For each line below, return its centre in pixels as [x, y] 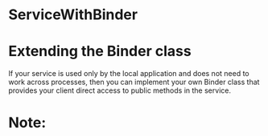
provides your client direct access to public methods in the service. [120, 90]
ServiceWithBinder [73, 15]
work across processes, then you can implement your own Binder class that [134, 82]
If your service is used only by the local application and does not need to [129, 74]
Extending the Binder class [100, 52]
